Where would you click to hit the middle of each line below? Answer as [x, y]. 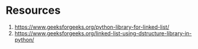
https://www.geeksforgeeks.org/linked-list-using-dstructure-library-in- [103, 33]
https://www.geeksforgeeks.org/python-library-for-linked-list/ [92, 27]
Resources [33, 10]
